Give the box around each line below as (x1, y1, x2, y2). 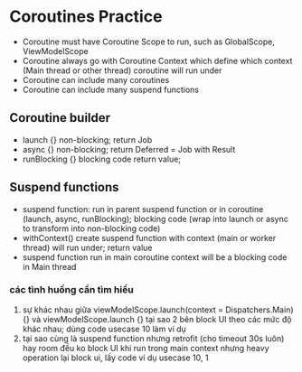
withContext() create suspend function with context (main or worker (22, 232, 277, 243)
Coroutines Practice (9, 6, 163, 27)
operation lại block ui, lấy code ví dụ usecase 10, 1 (22, 352, 209, 363)
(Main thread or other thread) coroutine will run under (22, 65, 222, 76)
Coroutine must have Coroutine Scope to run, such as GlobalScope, (22, 36, 276, 47)
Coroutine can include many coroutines (22, 74, 170, 85)
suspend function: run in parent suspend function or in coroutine (22, 203, 264, 214)
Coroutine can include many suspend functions (22, 84, 200, 95)
